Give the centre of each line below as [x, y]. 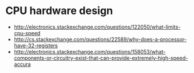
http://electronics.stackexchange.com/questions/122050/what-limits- [97, 27]
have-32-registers [36, 46]
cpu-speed [27, 33]
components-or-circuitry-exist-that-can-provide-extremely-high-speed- [101, 58]
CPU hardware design [59, 11]
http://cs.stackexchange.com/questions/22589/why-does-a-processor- [100, 39]
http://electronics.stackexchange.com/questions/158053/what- [90, 51]
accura [22, 64]
